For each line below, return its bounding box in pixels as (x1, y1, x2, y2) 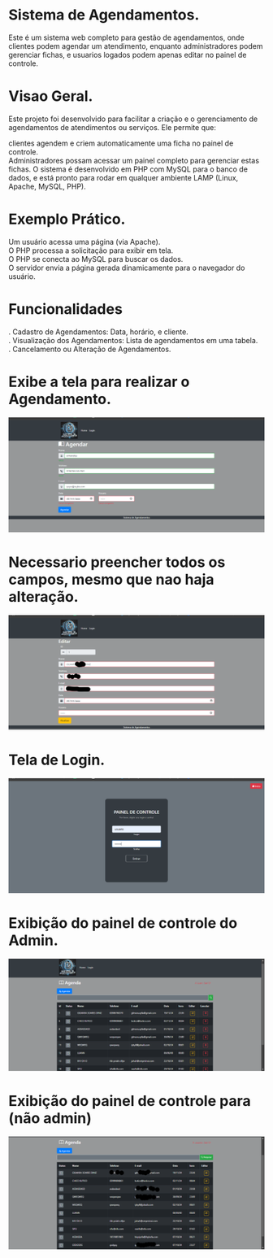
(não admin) (8, 1109, 92, 1128)
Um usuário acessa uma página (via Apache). (8, 237, 161, 246)
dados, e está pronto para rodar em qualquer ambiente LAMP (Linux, (8, 172, 239, 182)
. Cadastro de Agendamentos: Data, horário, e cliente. (8, 327, 188, 337)
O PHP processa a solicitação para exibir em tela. (8, 246, 174, 255)
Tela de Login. (8, 751, 106, 769)
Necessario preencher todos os (8, 553, 226, 571)
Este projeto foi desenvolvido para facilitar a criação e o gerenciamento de (8, 114, 258, 124)
